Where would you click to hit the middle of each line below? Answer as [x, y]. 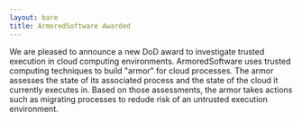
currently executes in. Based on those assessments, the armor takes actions [151, 90]
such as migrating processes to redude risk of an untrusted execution [138, 99]
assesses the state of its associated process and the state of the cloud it [144, 80]
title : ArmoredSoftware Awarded [70, 26]
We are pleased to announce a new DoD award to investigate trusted [137, 51]
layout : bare [34, 17]
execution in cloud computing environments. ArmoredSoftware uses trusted [150, 61]
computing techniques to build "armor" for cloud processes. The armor [142, 70]
